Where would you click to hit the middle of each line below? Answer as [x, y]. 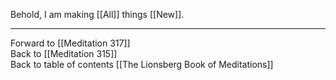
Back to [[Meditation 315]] [64, 53]
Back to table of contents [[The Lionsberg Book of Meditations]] [142, 64]
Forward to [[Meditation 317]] [70, 43]
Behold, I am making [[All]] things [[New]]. [97, 14]
